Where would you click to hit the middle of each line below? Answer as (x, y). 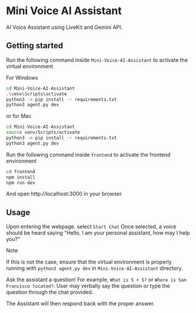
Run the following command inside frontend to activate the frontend (88, 154)
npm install (21, 177)
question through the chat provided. (50, 292)
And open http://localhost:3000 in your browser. (65, 194)
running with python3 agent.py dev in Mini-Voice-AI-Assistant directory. (95, 268)
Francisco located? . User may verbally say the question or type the (88, 286)
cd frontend (21, 172)
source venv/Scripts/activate (43, 133)
